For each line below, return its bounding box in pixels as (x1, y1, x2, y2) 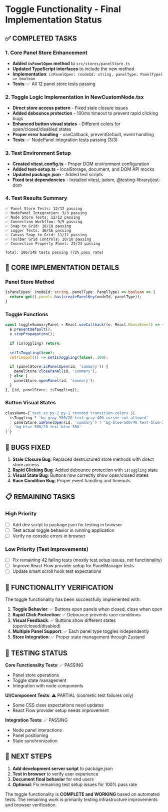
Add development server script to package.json (12, 765, 113, 771)
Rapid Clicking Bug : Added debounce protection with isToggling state (12, 467, 158, 473)
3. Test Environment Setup (5, 150, 71, 157)
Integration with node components (12, 682, 83, 688)
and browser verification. (5, 801, 57, 807)
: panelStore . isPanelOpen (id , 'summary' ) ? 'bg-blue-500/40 (9, 420, 137, 425)
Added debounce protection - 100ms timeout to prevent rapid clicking (12, 110, 158, 116)
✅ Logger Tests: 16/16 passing (5, 228, 71, 233)
